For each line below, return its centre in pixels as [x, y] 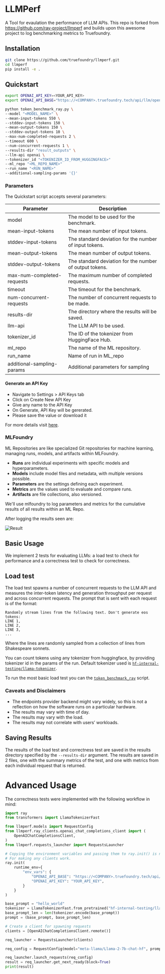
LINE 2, [13, 626]
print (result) [20, 967]
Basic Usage [25, 544]
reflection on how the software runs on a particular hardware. [74, 706]
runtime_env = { [28, 867]
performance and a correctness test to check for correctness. [68, 561]
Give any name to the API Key [42, 405]
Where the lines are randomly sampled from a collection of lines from [75, 643]
